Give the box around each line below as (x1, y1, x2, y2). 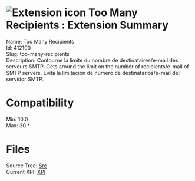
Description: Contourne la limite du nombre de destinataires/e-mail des (6, 57, 179, 64)
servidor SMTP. (6, 75, 44, 83)
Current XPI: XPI (6, 168, 46, 175)
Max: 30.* (6, 121, 31, 129)
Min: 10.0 (6, 116, 28, 123)
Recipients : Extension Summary (6, 18, 169, 32)
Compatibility (6, 96, 74, 110)
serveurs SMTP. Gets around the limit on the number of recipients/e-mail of (6, 62, 190, 70)
